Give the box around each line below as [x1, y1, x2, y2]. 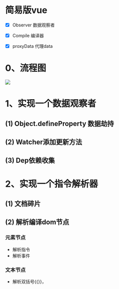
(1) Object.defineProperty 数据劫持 [5, 119, 115, 128]
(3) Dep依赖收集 [5, 156, 55, 165]
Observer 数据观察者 [12, 22, 55, 28]
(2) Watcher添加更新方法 [5, 138, 82, 146]
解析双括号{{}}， [12, 279, 46, 285]
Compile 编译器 [12, 33, 44, 38]
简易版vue [5, 4, 47, 16]
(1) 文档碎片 [5, 200, 41, 208]
